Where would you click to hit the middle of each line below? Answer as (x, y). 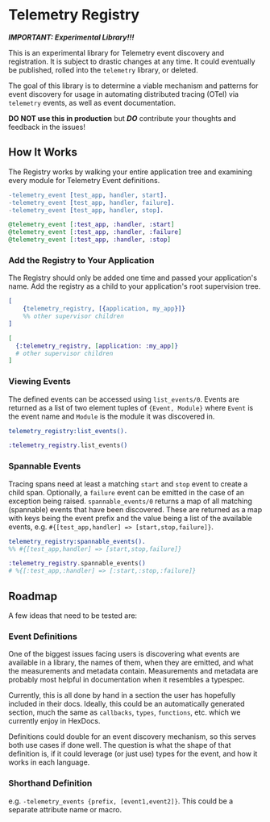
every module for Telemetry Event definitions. (84, 180)
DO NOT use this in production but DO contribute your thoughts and (122, 118)
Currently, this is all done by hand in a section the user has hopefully (122, 695)
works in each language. (49, 762)
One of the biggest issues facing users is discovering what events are (124, 654)
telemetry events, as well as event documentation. (92, 102)
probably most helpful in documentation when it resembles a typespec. (127, 680)
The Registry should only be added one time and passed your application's (133, 278)
